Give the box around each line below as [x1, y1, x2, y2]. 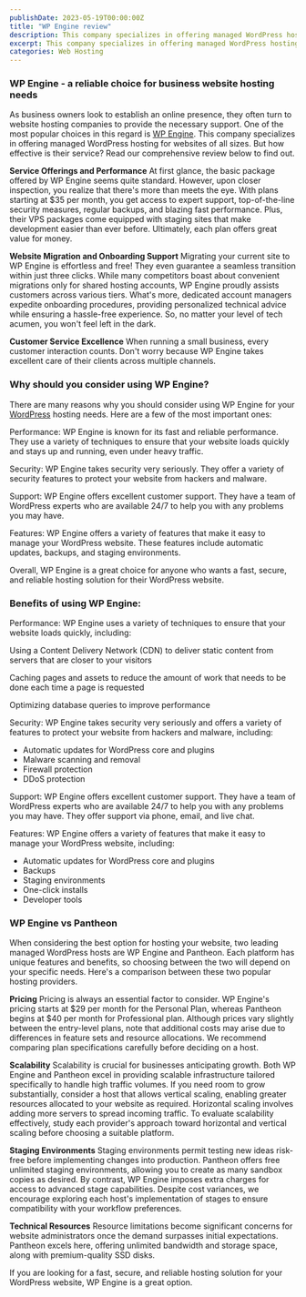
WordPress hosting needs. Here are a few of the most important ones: [9, 409, 272, 420]
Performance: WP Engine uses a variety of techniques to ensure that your [9, 618, 286, 629]
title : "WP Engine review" [9, 22, 112, 31]
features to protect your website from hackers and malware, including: [9, 727, 273, 738]
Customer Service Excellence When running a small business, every [9, 336, 269, 347]
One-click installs [22, 885, 88, 896]
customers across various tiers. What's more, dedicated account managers [9, 289, 292, 300]
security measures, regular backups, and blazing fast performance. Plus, [9, 204, 283, 215]
